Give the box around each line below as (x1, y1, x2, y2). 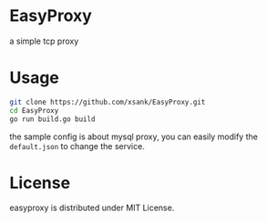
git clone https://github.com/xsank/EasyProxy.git (9, 97, 206, 106)
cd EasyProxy (9, 106, 59, 115)
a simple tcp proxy (9, 35, 79, 46)
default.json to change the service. (9, 140, 146, 151)
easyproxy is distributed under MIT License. (9, 202, 175, 214)
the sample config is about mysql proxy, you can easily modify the (9, 131, 258, 142)
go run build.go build (9, 115, 96, 124)
